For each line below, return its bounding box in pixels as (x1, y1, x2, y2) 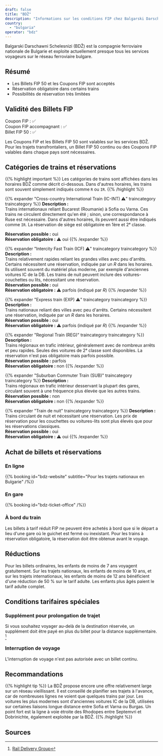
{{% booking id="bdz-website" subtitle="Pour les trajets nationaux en (5, 474, 145, 480)
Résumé (5, 68, 31, 76)
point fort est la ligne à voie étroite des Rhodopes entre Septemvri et (5, 709, 142, 715)
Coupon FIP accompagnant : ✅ (5, 123, 67, 129)
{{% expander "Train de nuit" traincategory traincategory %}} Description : (5, 408, 156, 414)
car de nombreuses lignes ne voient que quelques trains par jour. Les (5, 693, 144, 699)
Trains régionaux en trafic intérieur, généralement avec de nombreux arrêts (5, 342, 155, 349)
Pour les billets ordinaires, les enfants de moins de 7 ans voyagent (5, 562, 137, 568)
